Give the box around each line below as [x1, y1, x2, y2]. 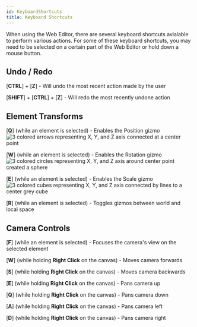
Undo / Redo [6, 67, 53, 77]
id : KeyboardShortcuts [6, 8, 62, 15]
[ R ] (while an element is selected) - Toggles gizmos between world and [6, 200, 181, 207]
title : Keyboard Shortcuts [6, 14, 73, 20]
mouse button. [6, 49, 42, 56]
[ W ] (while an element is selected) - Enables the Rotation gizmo [6, 151, 162, 158]
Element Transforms [6, 111, 83, 121]
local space [6, 206, 34, 213]
